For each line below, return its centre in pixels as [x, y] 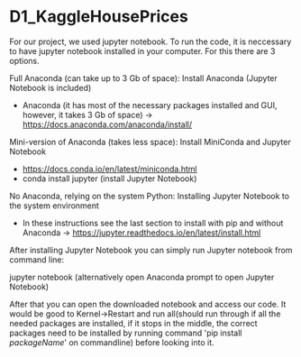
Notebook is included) [50, 87]
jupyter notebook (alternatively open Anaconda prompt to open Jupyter [142, 277]
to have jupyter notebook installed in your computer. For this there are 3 [142, 50]
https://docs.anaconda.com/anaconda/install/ [107, 124]
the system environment [54, 206]
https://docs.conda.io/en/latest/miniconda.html [109, 169]
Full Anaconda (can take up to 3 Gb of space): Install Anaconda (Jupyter [143, 78]
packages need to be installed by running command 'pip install [126, 333]
